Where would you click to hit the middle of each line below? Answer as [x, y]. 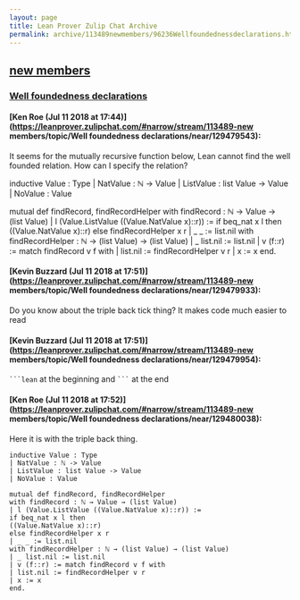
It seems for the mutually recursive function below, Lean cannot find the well [150, 156]
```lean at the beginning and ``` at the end [89, 379]
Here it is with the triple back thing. [74, 438]
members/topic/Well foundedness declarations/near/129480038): [136, 418]
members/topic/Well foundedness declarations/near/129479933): [135, 291]
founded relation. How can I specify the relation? [99, 165]
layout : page [33, 17]
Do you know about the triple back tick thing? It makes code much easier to [148, 310]
